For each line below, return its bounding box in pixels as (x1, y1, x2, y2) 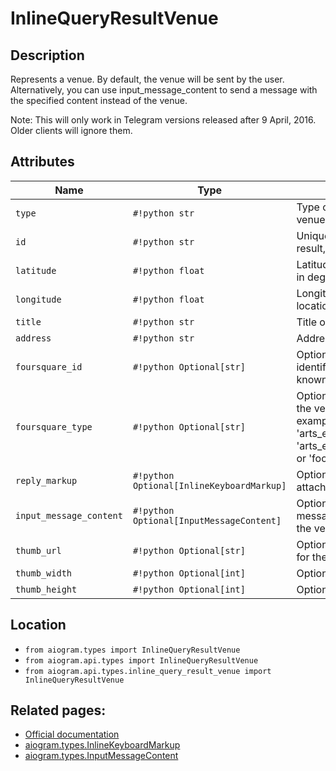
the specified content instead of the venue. (10, 95, 188, 106)
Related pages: (10, 702, 107, 719)
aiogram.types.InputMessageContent (24, 750, 179, 762)
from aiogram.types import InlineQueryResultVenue (24, 645, 241, 655)
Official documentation (24, 728, 120, 741)
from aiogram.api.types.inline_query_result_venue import (24, 666, 272, 676)
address (15, 332, 52, 344)
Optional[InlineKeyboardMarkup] (132, 480, 287, 491)
